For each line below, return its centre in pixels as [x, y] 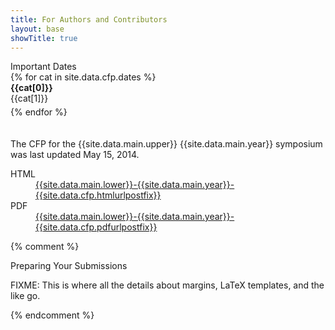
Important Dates [43, 67]
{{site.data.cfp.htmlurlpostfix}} [98, 195]
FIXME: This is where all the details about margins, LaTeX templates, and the [167, 285]
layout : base [37, 29]
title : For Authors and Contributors [89, 19]
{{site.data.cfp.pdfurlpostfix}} [96, 227]
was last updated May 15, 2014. [75, 155]
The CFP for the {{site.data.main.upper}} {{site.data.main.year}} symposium [166, 144]
